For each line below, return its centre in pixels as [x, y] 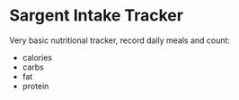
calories [37, 57]
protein [35, 86]
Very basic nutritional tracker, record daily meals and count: [120, 40]
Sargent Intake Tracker [97, 16]
